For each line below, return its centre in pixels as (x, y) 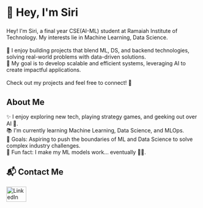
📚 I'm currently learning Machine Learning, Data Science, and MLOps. (95, 130)
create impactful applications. (44, 70)
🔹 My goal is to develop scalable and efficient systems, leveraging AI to (96, 63)
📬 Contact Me (35, 172)
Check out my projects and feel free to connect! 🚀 (69, 83)
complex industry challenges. (43, 145)
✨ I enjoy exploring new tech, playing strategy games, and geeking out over (102, 117)
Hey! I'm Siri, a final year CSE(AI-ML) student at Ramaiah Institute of (92, 31)
